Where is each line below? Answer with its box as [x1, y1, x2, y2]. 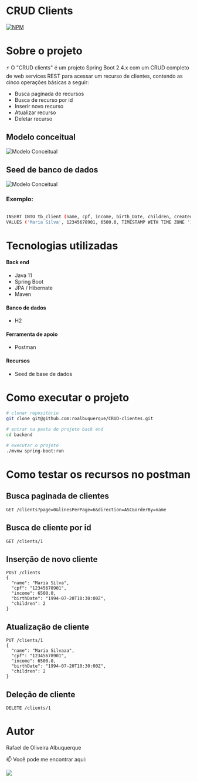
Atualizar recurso [14, 109, 57, 116]
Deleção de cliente [6, 690, 76, 700]
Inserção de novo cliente [6, 554, 98, 564]
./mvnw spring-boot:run [6, 448, 64, 454]
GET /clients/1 [6, 538, 43, 544]
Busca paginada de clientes [6, 491, 110, 501]
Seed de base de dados [14, 370, 72, 377]
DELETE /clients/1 [6, 705, 51, 711]
